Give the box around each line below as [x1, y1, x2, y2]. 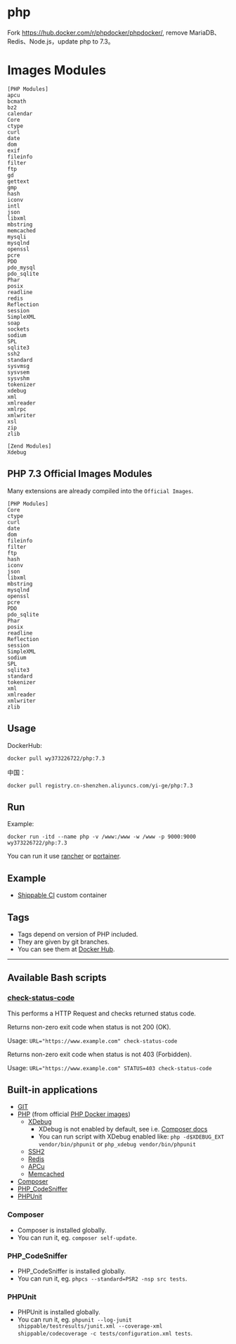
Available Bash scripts [7, 972, 107, 984]
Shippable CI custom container [17, 891, 107, 899]
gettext [7, 177, 30, 185]
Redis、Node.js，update [7, 37, 79, 46]
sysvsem [7, 369, 30, 376]
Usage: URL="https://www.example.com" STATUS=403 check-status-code [7, 1063, 212, 1072]
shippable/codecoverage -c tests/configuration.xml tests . [17, 1329, 193, 1338]
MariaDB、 [189, 28, 221, 37]
